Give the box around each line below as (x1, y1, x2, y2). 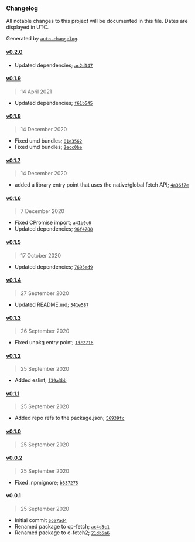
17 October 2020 (20, 252, 61, 259)
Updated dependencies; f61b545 (14, 99, 93, 106)
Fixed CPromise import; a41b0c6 (14, 219, 92, 226)
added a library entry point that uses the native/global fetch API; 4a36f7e (14, 181, 189, 188)
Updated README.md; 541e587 (14, 301, 89, 308)
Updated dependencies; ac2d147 (14, 62, 93, 69)
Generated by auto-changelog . (6, 35, 79, 42)
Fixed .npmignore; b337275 (14, 479, 78, 486)
